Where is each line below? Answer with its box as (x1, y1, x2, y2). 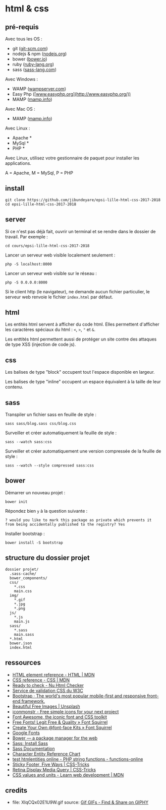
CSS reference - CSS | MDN (12, 677, 70, 683)
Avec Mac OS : (5, 106, 36, 112)
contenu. (5, 384, 23, 390)
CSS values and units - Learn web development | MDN (12, 772, 124, 778)
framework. (21, 698, 46, 704)
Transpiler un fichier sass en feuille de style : (5, 411, 97, 417)
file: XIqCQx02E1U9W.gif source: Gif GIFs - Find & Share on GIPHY (12, 800, 149, 806)
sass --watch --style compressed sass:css (5, 463, 94, 468)
